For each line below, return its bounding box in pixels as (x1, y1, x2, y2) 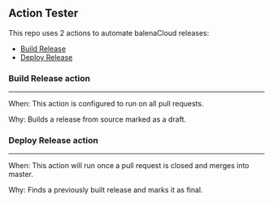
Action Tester (8, 6, 79, 20)
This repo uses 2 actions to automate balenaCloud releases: (8, 28, 210, 37)
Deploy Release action (8, 135, 99, 146)
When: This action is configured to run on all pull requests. (8, 99, 205, 109)
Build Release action (8, 72, 91, 84)
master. (8, 170, 34, 179)
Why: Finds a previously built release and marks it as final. (8, 185, 203, 195)
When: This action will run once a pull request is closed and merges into (8, 161, 249, 171)
